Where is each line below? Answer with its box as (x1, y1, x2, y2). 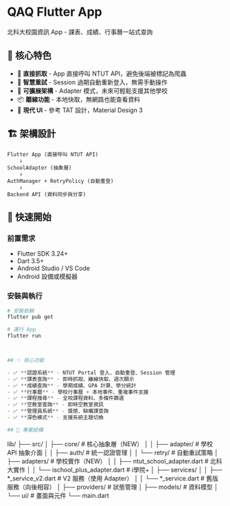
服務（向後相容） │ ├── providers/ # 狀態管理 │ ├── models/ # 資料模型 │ (7, 483, 218, 491)
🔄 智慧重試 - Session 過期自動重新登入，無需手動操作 (16, 78, 168, 86)
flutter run (7, 333, 41, 340)
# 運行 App (7, 326, 36, 333)
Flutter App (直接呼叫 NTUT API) (7, 151, 99, 158)
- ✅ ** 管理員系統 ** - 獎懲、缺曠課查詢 (7, 408, 109, 415)
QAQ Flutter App (7, 4, 102, 20)
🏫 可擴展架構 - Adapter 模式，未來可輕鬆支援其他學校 (16, 87, 168, 95)
